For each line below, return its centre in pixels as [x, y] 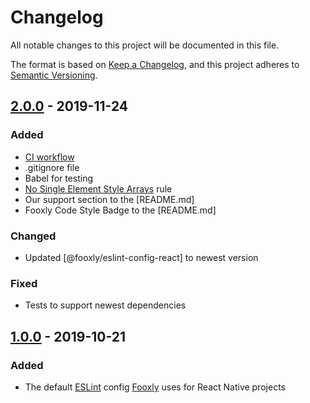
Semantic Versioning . [54, 75]
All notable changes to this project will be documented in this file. [145, 45]
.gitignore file [52, 167]
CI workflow [49, 157]
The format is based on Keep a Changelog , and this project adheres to [155, 64]
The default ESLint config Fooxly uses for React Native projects [155, 387]
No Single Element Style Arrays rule [98, 188]
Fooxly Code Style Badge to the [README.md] [120, 210]
